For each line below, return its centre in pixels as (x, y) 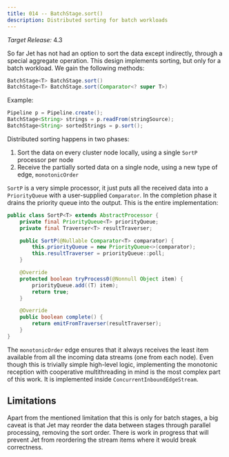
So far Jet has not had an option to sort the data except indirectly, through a (115, 53)
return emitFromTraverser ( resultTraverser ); (97, 324)
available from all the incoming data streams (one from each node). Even (110, 357)
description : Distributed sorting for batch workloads (88, 20)
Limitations (32, 401)
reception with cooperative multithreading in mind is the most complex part (114, 372)
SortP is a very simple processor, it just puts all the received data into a (108, 188)
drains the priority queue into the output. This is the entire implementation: (113, 202)
